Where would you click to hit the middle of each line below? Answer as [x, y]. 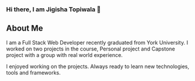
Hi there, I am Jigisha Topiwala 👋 [53, 9]
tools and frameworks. [33, 72]
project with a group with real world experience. [64, 55]
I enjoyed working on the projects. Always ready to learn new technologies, [98, 66]
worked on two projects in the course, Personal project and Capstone [91, 49]
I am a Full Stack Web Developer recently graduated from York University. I [97, 42]
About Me [25, 28]
